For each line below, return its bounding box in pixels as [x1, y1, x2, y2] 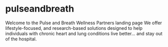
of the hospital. [5, 36, 37, 42]
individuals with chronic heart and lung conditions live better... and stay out [5, 30, 163, 36]
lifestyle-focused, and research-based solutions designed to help [5, 25, 143, 31]
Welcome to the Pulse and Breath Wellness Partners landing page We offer [5, 20, 162, 26]
